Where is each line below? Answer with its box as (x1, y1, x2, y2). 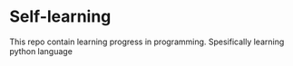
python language (9, 45, 73, 56)
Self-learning (9, 6, 112, 27)
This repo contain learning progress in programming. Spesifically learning (9, 36, 285, 47)
